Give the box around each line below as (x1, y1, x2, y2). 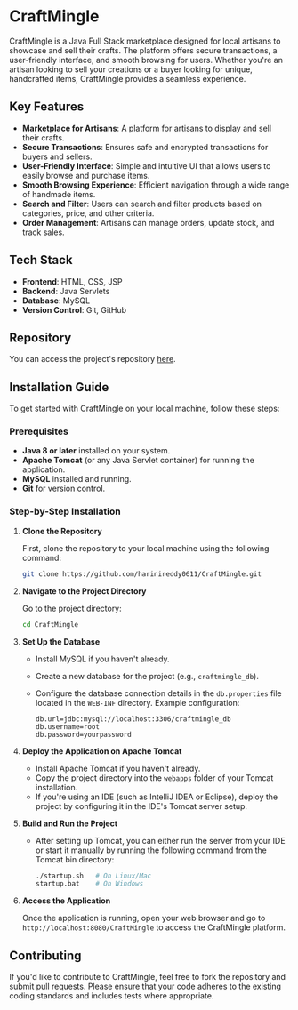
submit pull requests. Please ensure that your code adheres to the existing (9, 981, 282, 992)
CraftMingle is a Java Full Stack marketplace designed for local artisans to (9, 36, 281, 46)
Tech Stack (9, 252, 73, 268)
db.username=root (35, 722, 101, 731)
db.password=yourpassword (35, 730, 132, 739)
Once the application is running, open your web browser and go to (21, 913, 266, 924)
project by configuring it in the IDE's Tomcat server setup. (35, 800, 247, 811)
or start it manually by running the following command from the (35, 845, 267, 855)
